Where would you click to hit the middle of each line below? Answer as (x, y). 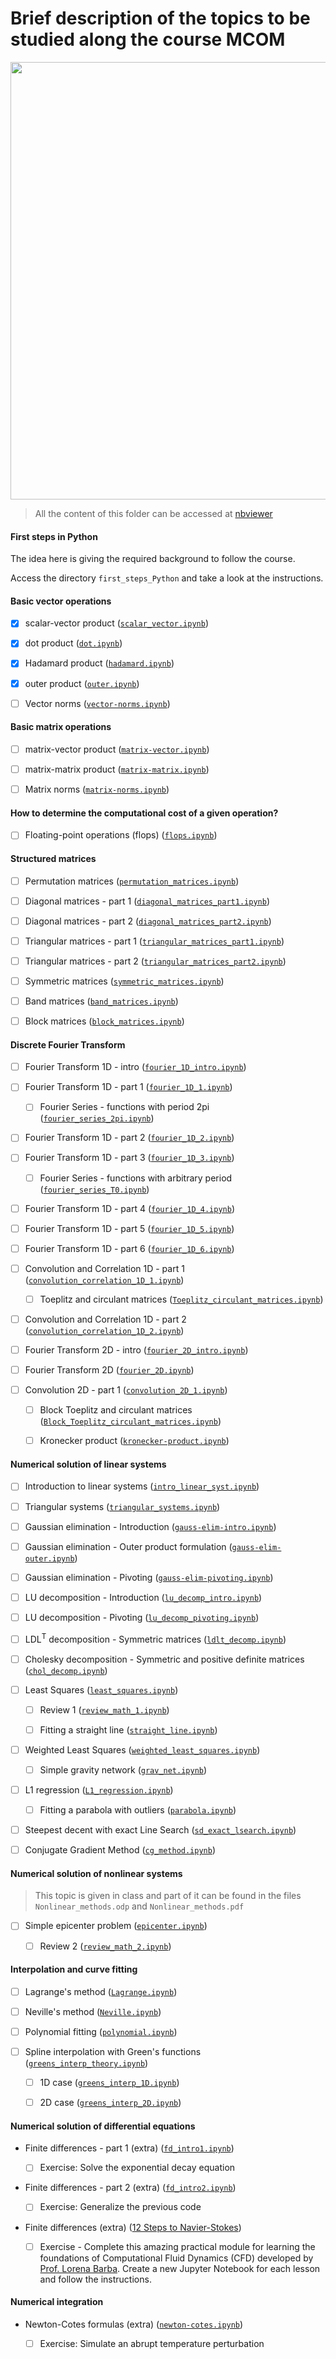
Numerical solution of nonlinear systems (96, 1873)
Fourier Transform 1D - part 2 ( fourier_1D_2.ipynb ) (129, 1138)
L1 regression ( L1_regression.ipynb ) (99, 1790)
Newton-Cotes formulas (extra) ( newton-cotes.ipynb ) (134, 2324)
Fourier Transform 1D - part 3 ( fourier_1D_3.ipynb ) (129, 1158)
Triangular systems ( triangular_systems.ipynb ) (122, 1506)
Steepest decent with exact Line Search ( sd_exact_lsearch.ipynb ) (160, 1830)
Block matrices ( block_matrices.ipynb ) (104, 1021)
